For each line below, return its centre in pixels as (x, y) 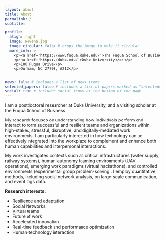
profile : (14, 32)
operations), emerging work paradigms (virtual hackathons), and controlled (81, 166)
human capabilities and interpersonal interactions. (56, 146)
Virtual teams (26, 211)
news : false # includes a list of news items (52, 82)
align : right (23, 37)
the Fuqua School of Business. (36, 110)
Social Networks (29, 206)
